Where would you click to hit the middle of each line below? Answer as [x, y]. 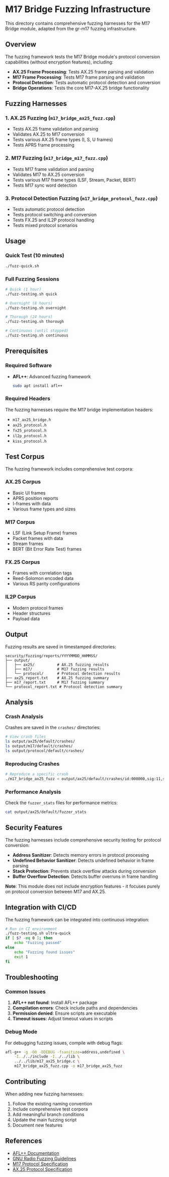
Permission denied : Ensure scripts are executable [64, 1013]
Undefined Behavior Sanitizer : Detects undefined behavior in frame [83, 860]
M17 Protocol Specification [40, 1164]
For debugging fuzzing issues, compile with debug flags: [64, 1043]
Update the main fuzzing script [45, 1120]
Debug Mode [21, 1032]
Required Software [28, 366]
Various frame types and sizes [44, 509]
